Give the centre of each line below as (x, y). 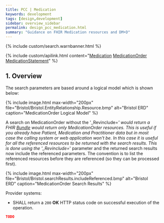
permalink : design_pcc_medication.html (46, 28)
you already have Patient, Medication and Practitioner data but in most (77, 133)
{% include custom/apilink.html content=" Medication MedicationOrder (76, 56)
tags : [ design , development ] (34, 19)
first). (11, 163)
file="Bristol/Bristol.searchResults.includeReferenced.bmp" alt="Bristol (77, 178)
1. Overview (24, 76)
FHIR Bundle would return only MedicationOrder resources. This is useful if (81, 127)
